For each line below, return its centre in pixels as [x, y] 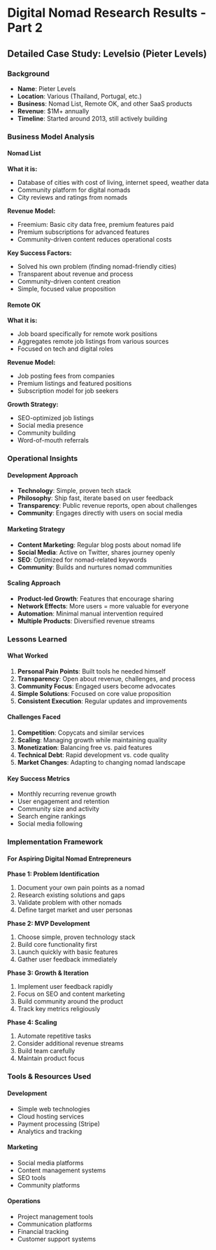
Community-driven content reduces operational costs [95, 239]
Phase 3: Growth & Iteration [48, 973]
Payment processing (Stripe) [58, 1124]
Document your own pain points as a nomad [81, 888]
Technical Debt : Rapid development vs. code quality [93, 755]
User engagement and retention [63, 801]
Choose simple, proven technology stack [76, 937]
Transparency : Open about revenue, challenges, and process [106, 679]
